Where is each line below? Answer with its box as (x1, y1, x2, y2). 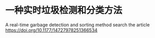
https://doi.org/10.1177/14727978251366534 (5, 27, 98, 33)
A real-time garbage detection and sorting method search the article (5, 21, 150, 28)
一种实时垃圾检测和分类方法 (5, 5, 123, 16)
